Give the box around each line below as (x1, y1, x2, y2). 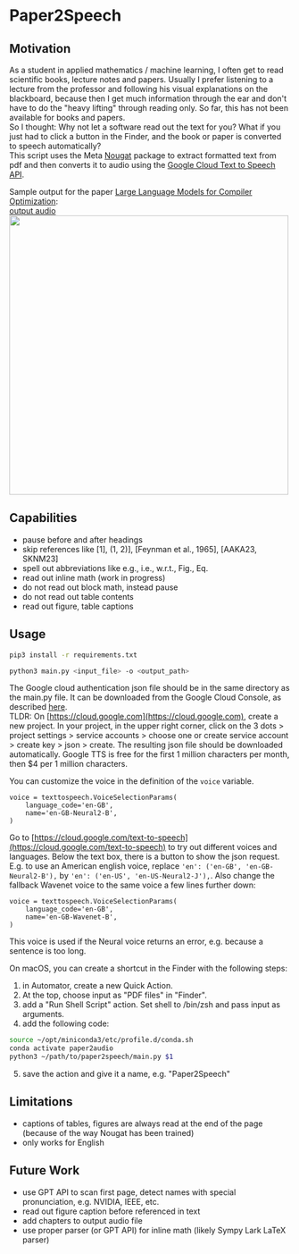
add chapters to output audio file (21, 1215, 143, 1225)
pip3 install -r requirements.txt (9, 650, 138, 660)
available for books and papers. (9, 113, 126, 122)
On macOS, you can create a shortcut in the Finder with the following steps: (9, 963, 288, 974)
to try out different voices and (168, 842, 278, 853)
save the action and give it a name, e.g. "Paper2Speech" (21, 1069, 230, 1079)
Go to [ (9, 832, 35, 843)
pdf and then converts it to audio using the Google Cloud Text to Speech (9, 160, 276, 170)
